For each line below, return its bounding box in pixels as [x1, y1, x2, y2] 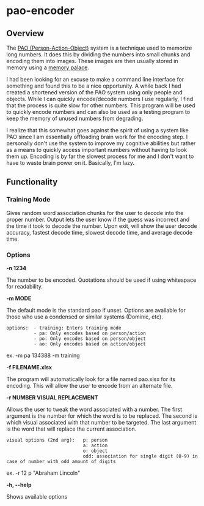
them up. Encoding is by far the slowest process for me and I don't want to [6, 153, 194, 160]
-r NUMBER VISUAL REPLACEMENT [6, 393, 98, 401]
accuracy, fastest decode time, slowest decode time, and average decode [6, 228, 193, 236]
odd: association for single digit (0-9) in [82, 453, 199, 459]
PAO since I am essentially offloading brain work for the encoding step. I [6, 133, 188, 140]
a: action [82, 442, 108, 448]
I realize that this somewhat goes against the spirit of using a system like [6, 127, 189, 134]
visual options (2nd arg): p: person [6, 437, 108, 443]
